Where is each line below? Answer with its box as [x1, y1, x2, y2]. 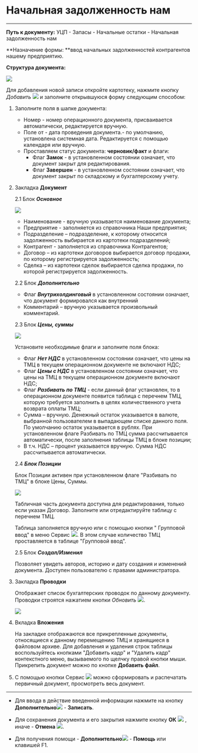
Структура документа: [6, 64, 66, 71]
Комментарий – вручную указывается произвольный [23, 303, 158, 310]
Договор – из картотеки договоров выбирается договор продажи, [23, 249, 191, 256]
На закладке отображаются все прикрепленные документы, [14, 630, 168, 637]
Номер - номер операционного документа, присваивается [23, 116, 173, 123]
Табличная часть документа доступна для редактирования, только [14, 500, 184, 507]
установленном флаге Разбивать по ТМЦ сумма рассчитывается [23, 430, 188, 437]
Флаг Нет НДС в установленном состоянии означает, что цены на [23, 355, 190, 362]
